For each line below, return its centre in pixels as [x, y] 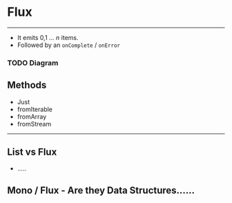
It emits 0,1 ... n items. [48, 37]
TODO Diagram [33, 63]
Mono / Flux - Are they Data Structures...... [101, 190]
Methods [27, 85]
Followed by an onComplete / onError [69, 45]
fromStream [34, 124]
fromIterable [35, 109]
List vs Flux [32, 152]
